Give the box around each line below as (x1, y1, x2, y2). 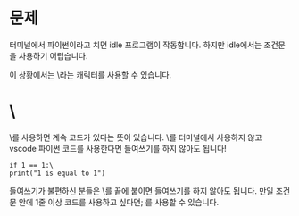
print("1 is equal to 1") (9, 169, 105, 178)
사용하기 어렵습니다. (18, 50, 88, 61)
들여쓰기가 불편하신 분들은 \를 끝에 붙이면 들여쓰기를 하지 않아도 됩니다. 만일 (9, 185, 274, 196)
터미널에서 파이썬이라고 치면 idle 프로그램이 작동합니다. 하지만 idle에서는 (9, 39, 262, 50)
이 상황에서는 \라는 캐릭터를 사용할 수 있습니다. (9, 69, 172, 80)
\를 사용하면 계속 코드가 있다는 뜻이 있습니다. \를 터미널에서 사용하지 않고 (9, 131, 262, 143)
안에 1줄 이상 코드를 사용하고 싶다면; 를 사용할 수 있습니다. (18, 196, 220, 207)
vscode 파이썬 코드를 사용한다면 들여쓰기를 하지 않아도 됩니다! (9, 143, 228, 154)
